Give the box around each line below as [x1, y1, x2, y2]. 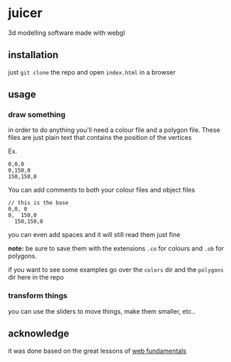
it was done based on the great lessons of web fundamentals [8, 346, 187, 355]
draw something [8, 110, 66, 120]
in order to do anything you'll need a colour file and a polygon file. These [8, 126, 220, 134]
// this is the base [8, 199, 69, 207]
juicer [8, 5, 43, 21]
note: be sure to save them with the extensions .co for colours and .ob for [8, 244, 224, 253]
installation [8, 49, 59, 61]
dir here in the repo [8, 273, 64, 282]
